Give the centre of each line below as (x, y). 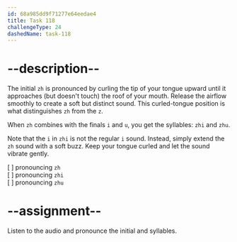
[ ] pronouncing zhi (35, 175)
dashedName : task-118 (39, 34)
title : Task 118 (31, 21)
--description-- (54, 69)
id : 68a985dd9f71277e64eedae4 (52, 14)
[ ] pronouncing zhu (35, 182)
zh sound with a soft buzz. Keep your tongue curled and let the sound (109, 146)
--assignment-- (54, 211)
